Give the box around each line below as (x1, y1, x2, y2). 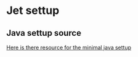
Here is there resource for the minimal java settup (6, 44, 132, 51)
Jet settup (6, 4, 59, 18)
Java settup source (6, 28, 82, 38)
